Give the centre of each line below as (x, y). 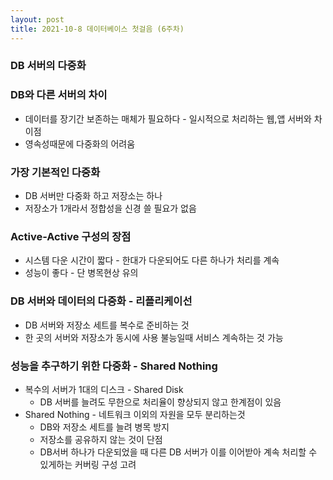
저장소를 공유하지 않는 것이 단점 (101, 439)
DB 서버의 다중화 (48, 66)
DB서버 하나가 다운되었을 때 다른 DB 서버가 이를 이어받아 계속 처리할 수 (178, 452)
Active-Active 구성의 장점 (71, 236)
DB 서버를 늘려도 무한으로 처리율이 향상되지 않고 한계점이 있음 (160, 402)
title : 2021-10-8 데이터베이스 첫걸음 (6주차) (97, 29)
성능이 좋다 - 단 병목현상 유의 (81, 273)
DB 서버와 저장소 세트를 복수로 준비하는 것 (107, 325)
